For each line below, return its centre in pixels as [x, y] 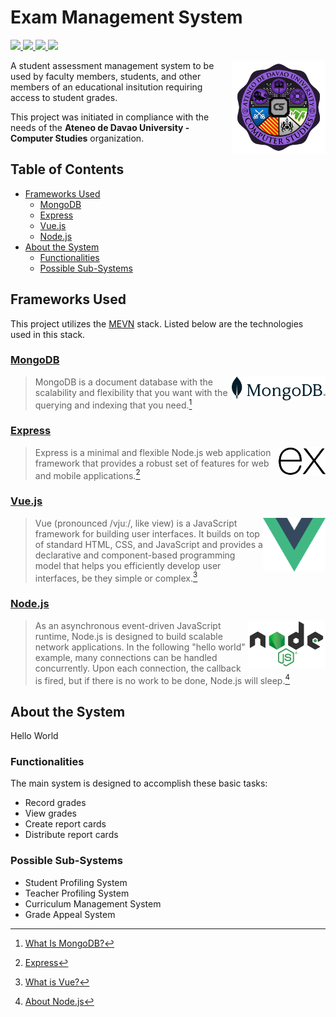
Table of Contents [67, 169]
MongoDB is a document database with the [123, 382]
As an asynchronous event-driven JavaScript [128, 625]
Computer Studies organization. [77, 138]
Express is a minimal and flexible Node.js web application [153, 452]
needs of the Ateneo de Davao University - [100, 127]
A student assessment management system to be [112, 65]
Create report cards [65, 824]
